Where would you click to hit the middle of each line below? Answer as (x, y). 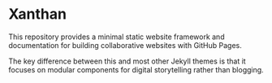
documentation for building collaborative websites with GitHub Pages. (125, 45)
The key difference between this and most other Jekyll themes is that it (127, 61)
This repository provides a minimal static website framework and (117, 37)
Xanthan (38, 14)
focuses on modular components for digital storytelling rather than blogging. (136, 69)
